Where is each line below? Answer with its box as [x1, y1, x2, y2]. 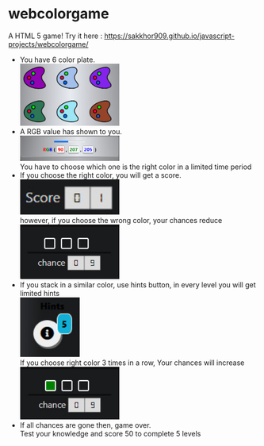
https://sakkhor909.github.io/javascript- [104, 31, 235, 40]
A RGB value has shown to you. [19, 127, 123, 136]
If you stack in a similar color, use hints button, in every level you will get [19, 280, 256, 290]
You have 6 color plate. [19, 55, 95, 64]
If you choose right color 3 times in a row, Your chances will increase [19, 358, 245, 367]
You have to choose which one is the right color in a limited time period [19, 162, 252, 171]
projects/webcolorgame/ [8, 39, 89, 48]
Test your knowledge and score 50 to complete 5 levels [19, 429, 201, 438]
